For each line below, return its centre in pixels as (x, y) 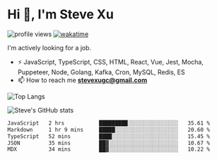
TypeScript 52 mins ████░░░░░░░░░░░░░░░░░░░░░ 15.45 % (109, 136)
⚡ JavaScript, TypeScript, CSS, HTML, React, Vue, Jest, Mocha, (110, 62)
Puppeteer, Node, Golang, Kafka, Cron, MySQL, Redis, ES (101, 72)
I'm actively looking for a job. (49, 47)
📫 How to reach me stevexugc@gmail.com (82, 80)
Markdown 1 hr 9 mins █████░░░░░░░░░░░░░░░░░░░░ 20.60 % (109, 130)
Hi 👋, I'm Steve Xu (61, 15)
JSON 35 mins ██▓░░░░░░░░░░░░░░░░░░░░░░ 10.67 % (109, 143)
